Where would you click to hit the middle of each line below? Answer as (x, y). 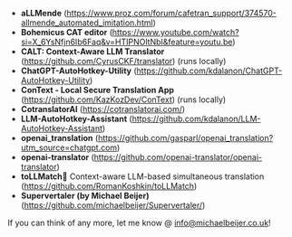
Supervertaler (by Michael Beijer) (85, 195)
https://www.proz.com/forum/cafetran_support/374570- (171, 13)
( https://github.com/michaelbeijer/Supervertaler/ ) (113, 205)
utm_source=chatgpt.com (69, 147)
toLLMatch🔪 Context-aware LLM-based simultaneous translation (142, 176)
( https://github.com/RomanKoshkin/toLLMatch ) (109, 186)
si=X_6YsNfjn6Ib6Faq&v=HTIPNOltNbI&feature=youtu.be (127, 42)
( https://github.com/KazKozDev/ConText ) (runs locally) (123, 100)
